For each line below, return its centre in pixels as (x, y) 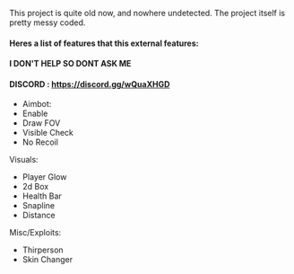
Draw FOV (41, 123)
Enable (35, 114)
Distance (39, 216)
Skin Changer (48, 260)
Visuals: (24, 160)
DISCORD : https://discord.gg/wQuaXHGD (90, 84)
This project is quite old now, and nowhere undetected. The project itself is (147, 13)
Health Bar (42, 196)
